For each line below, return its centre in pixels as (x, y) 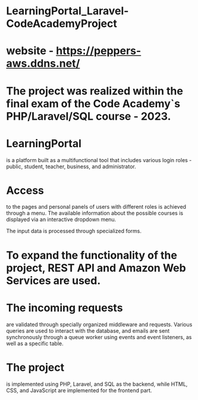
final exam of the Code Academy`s (93, 103)
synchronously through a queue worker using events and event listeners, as (99, 337)
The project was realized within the (95, 91)
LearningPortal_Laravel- (67, 11)
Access (25, 190)
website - (30, 51)
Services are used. (54, 280)
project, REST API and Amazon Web (96, 268)
